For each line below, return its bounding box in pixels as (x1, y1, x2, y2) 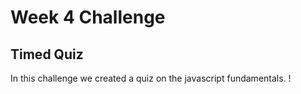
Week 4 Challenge (10, 6, 166, 29)
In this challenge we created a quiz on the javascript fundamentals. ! (10, 72, 292, 84)
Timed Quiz (10, 46, 84, 63)
